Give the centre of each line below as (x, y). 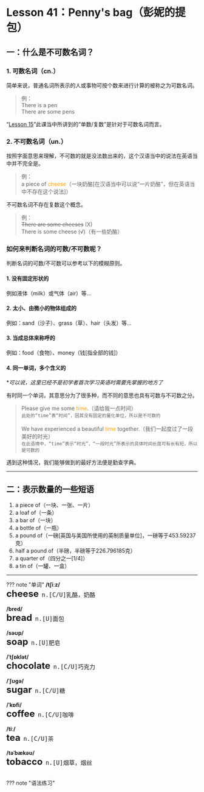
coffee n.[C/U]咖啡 (40, 714)
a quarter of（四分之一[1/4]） (52, 559)
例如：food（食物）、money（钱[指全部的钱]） (64, 353)
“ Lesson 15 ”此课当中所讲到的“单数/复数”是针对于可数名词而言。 (86, 124)
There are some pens (48, 111)
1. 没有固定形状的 (28, 278)
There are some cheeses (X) (57, 225)
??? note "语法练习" (31, 783)
